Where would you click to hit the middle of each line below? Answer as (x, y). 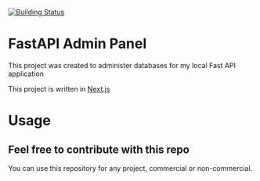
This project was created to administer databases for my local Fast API (122, 65)
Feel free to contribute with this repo (99, 149)
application (26, 74)
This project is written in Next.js (59, 89)
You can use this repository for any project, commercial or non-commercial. (130, 168)
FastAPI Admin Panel (78, 44)
